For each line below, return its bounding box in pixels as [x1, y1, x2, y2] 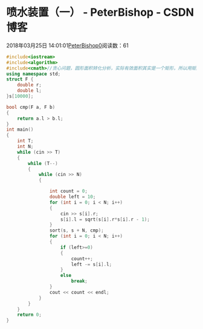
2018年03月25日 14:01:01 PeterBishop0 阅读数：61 [6, 42, 129, 49]
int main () [6, 126, 34, 133]
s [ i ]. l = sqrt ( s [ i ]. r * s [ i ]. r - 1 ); [60, 216, 150, 223]
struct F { [6, 76, 34, 82]
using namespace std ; [6, 71, 61, 77]
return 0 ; [17, 312, 42, 318]
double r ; [17, 82, 42, 88]
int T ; [17, 138, 34, 144]
